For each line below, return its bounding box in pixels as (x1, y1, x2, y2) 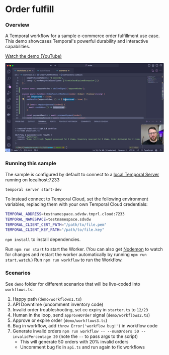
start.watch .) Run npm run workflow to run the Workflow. (5, 257, 123, 263)
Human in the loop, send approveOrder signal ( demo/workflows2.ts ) (12, 312, 150, 318)
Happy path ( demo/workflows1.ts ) (12, 296, 82, 302)
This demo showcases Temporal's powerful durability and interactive (5, 38, 148, 44)
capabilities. (5, 44, 30, 50)
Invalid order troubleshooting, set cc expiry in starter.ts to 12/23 (12, 306, 148, 312)
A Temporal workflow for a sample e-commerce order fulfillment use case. (5, 33, 160, 39)
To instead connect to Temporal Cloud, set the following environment (5, 196, 148, 202)
